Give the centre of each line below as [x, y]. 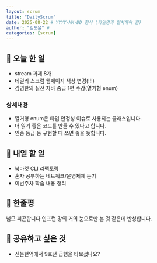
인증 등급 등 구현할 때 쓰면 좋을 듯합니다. [60, 133]
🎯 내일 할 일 [25, 153]
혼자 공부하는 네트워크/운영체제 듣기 [55, 176]
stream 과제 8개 [33, 73]
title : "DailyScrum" [31, 17]
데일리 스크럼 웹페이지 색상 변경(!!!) [55, 81]
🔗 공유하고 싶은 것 [36, 239]
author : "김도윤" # [28, 28]
